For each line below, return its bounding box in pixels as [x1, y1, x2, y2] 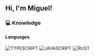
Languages [5, 34, 30, 40]
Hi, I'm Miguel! [5, 4, 53, 13]
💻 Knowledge [5, 20, 41, 27]
